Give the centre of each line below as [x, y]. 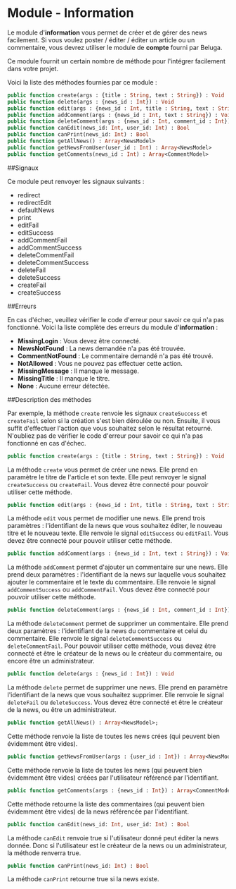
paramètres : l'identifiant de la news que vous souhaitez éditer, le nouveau [115, 526]
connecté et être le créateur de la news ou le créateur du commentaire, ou [115, 654]
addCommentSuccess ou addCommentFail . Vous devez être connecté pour [109, 589]
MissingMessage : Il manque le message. [78, 371]
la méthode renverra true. [44, 853]
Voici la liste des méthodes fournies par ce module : [82, 82]
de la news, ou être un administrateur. [62, 710]
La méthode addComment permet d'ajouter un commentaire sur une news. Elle [118, 567]
